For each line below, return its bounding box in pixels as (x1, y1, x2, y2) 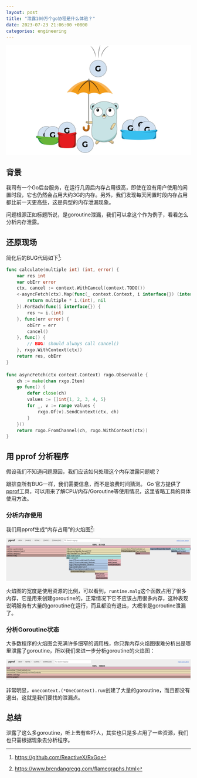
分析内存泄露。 (6, 219, 42, 226)
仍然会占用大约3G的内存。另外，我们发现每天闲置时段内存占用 (36, 191, 188, 199)
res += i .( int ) (27, 310, 64, 316)
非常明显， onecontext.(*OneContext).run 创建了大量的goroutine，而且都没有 (6, 687, 191, 694)
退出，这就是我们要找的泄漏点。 (6, 694, 83, 701)
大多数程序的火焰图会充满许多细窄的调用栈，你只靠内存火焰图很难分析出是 (6, 640, 186, 647)
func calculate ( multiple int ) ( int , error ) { (6, 267, 119, 273)
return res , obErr (16, 354, 62, 359)
